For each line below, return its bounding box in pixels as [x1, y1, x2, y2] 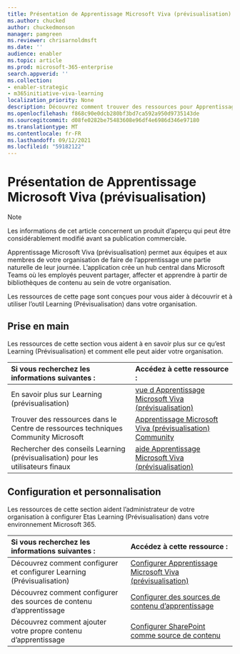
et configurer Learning [11, 567, 86, 577]
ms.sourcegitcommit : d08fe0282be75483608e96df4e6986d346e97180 [7, 116, 200, 124]
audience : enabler [7, 51, 62, 58]
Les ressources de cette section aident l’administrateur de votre [7, 505, 195, 513]
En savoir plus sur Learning [11, 389, 102, 399]
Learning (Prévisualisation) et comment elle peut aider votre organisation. [7, 347, 224, 356]
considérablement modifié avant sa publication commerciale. [7, 234, 187, 243]
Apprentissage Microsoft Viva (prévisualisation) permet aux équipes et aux [7, 248, 227, 257]
